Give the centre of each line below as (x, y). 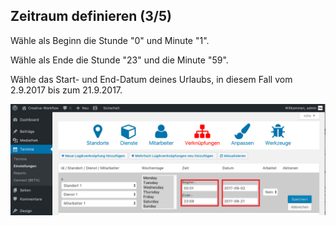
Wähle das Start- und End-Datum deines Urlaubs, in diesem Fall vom (151, 79)
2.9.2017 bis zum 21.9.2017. (66, 90)
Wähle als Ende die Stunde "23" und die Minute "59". (119, 60)
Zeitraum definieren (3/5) (91, 16)
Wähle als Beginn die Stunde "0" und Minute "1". (110, 40)
